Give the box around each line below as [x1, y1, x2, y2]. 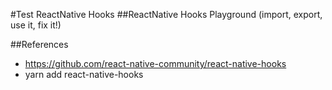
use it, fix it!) [10, 19, 62, 31]
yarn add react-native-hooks [24, 69, 144, 80]
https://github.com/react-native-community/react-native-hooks [24, 58, 287, 69]
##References [10, 39, 69, 50]
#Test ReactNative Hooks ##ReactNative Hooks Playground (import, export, [10, 9, 323, 20]
